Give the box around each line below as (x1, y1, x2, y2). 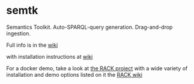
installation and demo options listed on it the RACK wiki (6, 71, 143, 78)
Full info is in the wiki (6, 41, 58, 49)
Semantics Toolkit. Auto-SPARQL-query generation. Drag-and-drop (6, 23, 173, 31)
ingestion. (6, 29, 31, 37)
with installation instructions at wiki (6, 53, 93, 60)
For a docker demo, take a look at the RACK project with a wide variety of (6, 64, 188, 72)
